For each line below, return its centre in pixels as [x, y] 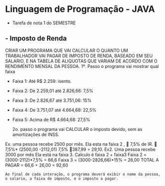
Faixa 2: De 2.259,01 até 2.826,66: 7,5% [53, 91]
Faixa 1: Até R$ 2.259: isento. [42, 81]
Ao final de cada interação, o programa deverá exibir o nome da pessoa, [83, 174]
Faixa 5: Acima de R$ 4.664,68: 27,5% [51, 120]
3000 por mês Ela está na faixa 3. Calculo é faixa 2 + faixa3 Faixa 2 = [76, 154]
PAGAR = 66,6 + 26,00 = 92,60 [37, 165]
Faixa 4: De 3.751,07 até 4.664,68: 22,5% [54, 110]
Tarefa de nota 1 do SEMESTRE [44, 23]
